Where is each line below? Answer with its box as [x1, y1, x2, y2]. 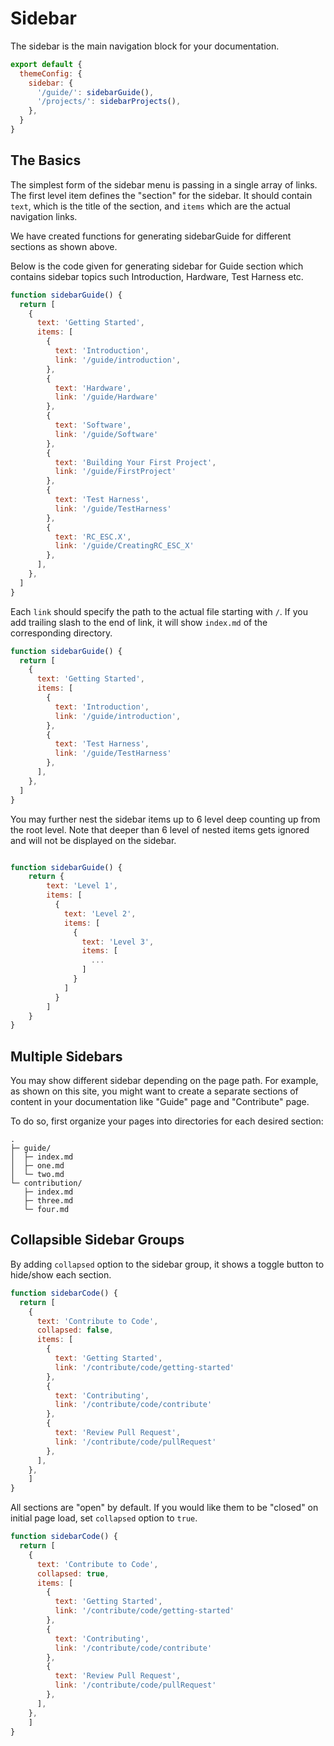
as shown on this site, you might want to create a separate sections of [10, 1085, 299, 1097]
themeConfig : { [19, 68, 83, 79]
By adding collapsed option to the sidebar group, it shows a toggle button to [10, 1258, 325, 1270]
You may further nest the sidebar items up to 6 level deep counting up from [10, 813, 321, 825]
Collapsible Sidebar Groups [10, 1232, 185, 1249]
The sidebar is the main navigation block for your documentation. [10, 40, 280, 52]
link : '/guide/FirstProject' [54, 467, 177, 477]
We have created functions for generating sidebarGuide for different [10, 230, 292, 242]
